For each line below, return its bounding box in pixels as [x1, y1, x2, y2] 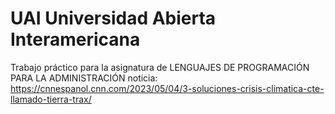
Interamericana [10, 28, 141, 51]
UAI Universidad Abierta [10, 7, 217, 30]
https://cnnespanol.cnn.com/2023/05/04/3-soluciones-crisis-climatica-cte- [10, 82, 325, 94]
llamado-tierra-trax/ [10, 93, 92, 105]
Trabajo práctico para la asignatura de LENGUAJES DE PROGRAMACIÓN [10, 61, 310, 73]
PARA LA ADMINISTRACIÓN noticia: [10, 72, 158, 84]
